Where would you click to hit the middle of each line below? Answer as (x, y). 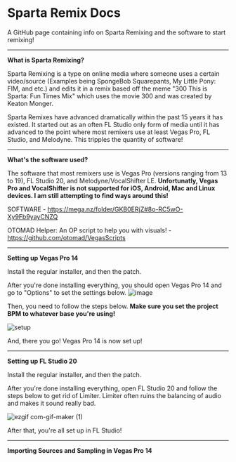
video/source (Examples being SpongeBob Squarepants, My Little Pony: (112, 81)
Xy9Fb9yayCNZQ (33, 216)
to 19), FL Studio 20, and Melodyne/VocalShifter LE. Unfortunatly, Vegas (113, 180)
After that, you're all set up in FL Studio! (65, 430)
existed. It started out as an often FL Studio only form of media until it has (113, 124)
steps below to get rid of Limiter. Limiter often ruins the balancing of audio (114, 395)
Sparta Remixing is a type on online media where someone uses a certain (113, 73)
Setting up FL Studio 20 (42, 361)
